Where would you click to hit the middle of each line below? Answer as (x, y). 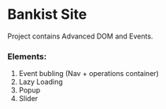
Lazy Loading (41, 82)
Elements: (27, 56)
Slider (28, 99)
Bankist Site (47, 15)
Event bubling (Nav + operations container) (89, 74)
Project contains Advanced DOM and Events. (80, 36)
